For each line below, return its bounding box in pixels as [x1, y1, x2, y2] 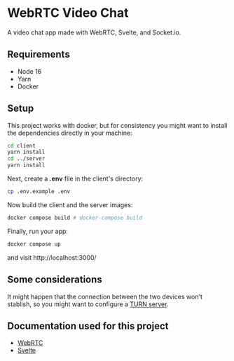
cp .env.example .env [7, 188, 71, 195]
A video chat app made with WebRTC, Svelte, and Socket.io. [7, 28, 181, 37]
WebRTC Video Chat [7, 5, 129, 21]
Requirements [7, 48, 70, 60]
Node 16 [17, 67, 42, 75]
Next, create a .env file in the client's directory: [7, 174, 144, 183]
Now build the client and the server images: [7, 200, 133, 209]
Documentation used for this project [7, 320, 170, 332]
